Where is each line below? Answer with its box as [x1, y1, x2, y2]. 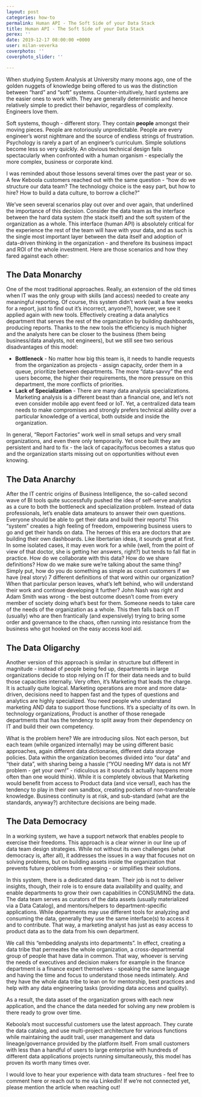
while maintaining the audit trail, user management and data [6, 1033, 155, 1040]
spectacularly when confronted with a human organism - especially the [6, 152, 183, 159]
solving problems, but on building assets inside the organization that [6, 858, 176, 865]
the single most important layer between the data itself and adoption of [6, 233, 183, 240]
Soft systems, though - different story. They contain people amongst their [6, 119, 190, 127]
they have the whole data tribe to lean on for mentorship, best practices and [6, 977, 195, 985]
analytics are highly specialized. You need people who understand [6, 697, 171, 705]
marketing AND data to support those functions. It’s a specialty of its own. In [6, 704, 196, 711]
